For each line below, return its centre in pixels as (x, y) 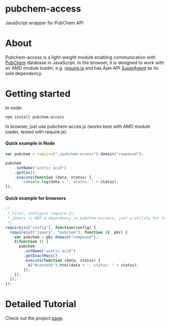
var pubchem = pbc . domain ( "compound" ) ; (56, 237)
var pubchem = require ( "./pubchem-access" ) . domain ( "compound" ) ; (74, 154)
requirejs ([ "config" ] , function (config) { (51, 227)
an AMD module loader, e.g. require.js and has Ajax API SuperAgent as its (82, 68)
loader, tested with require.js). (36, 131)
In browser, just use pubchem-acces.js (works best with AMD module (78, 126)
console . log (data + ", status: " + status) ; (71, 182)
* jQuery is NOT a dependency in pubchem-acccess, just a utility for (83, 218)
